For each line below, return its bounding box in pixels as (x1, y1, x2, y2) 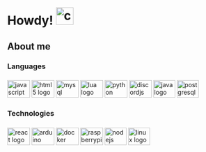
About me (7, 40, 51, 52)
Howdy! (7, 13, 54, 29)
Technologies (7, 109, 54, 119)
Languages (7, 61, 47, 71)
